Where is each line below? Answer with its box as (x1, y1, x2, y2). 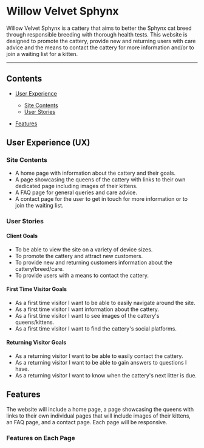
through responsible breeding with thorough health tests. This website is (6, 30, 188, 38)
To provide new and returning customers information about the (15, 259, 173, 266)
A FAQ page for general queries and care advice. (15, 189, 138, 196)
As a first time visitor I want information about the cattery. (15, 306, 160, 313)
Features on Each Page (6, 433, 75, 442)
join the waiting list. (15, 202, 64, 209)
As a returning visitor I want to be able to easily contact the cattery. (15, 352, 183, 360)
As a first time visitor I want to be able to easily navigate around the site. (15, 299, 195, 306)
